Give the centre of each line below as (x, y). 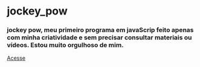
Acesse (16, 58)
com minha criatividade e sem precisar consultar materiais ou (99, 37)
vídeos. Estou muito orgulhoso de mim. (65, 45)
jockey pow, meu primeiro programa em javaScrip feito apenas (100, 30)
